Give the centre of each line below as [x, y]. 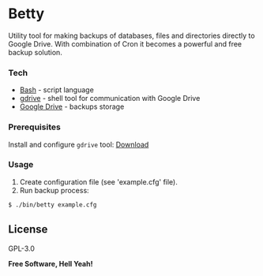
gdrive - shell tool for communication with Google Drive [110, 99]
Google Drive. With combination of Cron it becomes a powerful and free [125, 43]
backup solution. [36, 52]
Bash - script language [57, 90]
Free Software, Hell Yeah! [51, 263]
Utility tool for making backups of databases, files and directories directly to [131, 35]
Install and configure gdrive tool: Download [79, 144]
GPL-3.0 [22, 248]
